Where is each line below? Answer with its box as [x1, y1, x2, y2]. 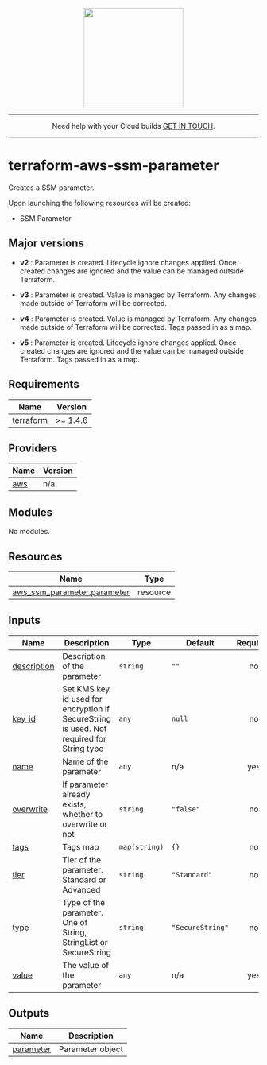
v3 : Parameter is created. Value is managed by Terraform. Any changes [19, 290, 257, 300]
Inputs [8, 614, 41, 627]
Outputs [8, 1006, 50, 1020]
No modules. [8, 527, 50, 536]
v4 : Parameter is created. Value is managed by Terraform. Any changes [19, 314, 257, 323]
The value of [62, 959, 110, 970]
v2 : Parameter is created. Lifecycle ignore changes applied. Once [19, 258, 237, 267]
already [62, 788, 91, 800]
